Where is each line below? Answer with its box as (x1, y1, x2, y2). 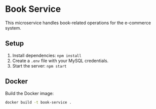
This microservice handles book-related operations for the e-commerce (5, 20, 152, 26)
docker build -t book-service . (5, 100, 72, 105)
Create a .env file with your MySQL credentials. (12, 58, 109, 64)
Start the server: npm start (12, 63, 67, 69)
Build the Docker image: (5, 90, 54, 96)
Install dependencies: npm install (12, 52, 81, 58)
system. (5, 25, 21, 31)
